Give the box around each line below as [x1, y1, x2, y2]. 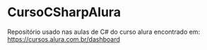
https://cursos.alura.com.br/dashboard [7, 35, 120, 43]
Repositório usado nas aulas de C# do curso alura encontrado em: [7, 27, 200, 36]
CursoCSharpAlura [7, 4, 122, 20]
